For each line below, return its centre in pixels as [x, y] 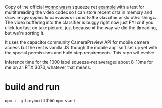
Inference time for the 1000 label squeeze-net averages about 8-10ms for [79, 62]
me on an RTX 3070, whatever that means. [48, 67]
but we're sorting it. [25, 33]
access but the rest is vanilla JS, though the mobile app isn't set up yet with [81, 47]
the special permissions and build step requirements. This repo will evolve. [80, 53]
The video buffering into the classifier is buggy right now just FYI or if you [79, 22]
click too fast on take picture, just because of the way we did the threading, [81, 28]
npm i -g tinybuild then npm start [40, 100]
